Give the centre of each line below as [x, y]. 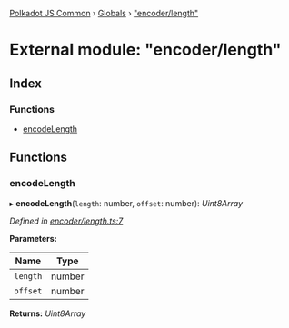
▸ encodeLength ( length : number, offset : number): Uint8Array [126, 203]
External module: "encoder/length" [145, 50]
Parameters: [33, 238]
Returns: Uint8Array [48, 313]
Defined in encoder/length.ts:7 [66, 221]
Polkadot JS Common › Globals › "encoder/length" [104, 13]
